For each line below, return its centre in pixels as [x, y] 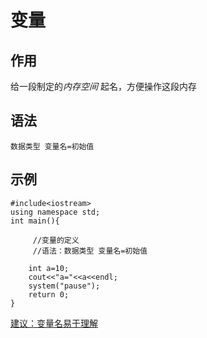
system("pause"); [64, 286]
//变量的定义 [56, 240]
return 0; [49, 294]
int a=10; [49, 268]
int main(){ [35, 221]
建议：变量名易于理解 [54, 323]
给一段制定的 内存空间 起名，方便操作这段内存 [103, 86]
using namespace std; [55, 212]
